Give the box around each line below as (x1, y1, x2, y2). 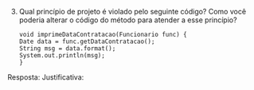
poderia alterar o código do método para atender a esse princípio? (18, 15, 237, 25)
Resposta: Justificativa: (7, 72, 84, 82)
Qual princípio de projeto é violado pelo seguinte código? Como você (18, 7, 247, 16)
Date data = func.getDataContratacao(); (18, 37, 155, 45)
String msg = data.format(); (18, 45, 116, 53)
